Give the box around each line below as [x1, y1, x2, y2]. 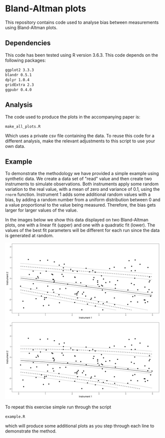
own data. [5, 143, 26, 149]
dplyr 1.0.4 [5, 77, 30, 82]
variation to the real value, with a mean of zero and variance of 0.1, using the [5, 186, 160, 192]
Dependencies [5, 39, 51, 47]
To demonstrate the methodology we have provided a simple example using [5, 171, 159, 176]
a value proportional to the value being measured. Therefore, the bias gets [5, 202, 156, 208]
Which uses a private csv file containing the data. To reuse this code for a [5, 132, 155, 138]
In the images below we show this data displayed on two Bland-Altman [5, 217, 149, 223]
